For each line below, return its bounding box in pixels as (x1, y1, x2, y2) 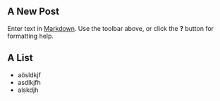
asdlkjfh (17, 78, 41, 86)
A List (7, 52, 33, 64)
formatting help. (7, 32, 54, 40)
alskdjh (17, 86, 39, 94)
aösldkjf (17, 70, 41, 79)
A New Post (7, 6, 60, 18)
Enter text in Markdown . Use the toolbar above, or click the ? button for (7, 24, 214, 32)
